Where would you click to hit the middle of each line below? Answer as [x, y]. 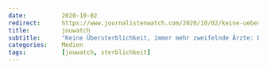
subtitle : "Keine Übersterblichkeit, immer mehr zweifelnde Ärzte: [131, 38]
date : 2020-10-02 [53, 15]
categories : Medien [46, 45]
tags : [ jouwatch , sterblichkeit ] [79, 52]
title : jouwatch [49, 30]
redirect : [25, 23]
